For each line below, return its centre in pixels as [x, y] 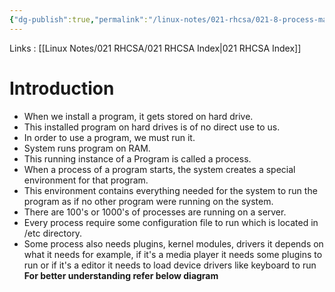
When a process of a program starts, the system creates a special [159, 169]
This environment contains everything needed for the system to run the [170, 190]
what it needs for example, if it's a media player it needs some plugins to [173, 254]
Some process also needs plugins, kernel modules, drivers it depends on [173, 243]
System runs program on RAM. [87, 148]
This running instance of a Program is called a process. [137, 158]
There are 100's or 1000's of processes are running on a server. [155, 212]
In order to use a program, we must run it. [109, 137]
